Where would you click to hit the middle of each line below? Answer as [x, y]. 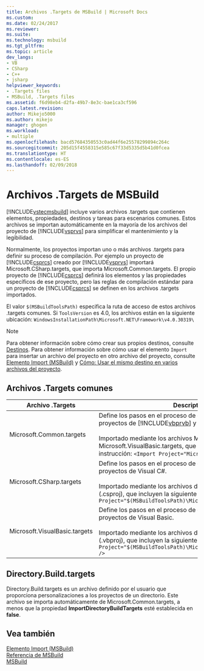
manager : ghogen [27, 125]
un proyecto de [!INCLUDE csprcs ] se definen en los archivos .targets [93, 288]
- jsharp [17, 80]
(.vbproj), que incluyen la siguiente [148, 540]
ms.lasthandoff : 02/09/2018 [42, 165]
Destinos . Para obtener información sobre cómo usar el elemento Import [97, 350]
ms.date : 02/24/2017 [32, 23]
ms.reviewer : [23, 29]
